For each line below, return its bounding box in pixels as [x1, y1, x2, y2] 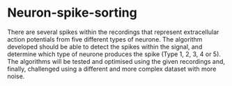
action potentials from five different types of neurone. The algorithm [7, 35, 203, 43]
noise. [7, 71, 25, 80]
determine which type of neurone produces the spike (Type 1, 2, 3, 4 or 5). [7, 50, 222, 58]
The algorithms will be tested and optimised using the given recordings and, [7, 57, 225, 65]
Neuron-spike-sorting [7, 5, 137, 21]
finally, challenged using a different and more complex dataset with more [7, 64, 217, 73]
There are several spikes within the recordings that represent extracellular [7, 28, 219, 36]
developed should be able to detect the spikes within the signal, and [7, 42, 203, 51]
